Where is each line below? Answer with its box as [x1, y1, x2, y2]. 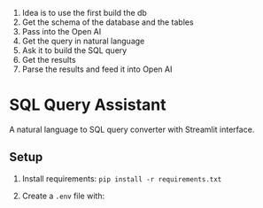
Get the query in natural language [21, 35, 145, 46]
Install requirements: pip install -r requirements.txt [21, 173, 222, 184]
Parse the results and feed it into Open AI [21, 64, 173, 74]
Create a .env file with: [21, 190, 104, 201]
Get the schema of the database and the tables [21, 17, 194, 27]
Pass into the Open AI [21, 27, 102, 36]
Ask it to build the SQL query [21, 45, 128, 56]
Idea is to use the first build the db [21, 8, 148, 18]
